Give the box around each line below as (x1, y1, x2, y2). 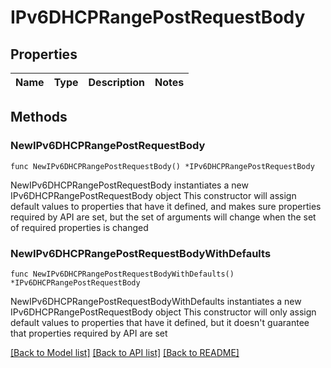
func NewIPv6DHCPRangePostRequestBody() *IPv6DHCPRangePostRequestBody (10, 161, 315, 171)
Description (88, 76, 145, 89)
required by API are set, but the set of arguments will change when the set (10, 211, 317, 223)
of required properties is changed (10, 221, 149, 233)
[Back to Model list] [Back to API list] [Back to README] (10, 346, 240, 358)
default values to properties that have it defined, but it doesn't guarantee (10, 316, 310, 328)
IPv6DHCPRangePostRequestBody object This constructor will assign (10, 189, 297, 201)
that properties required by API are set (10, 327, 168, 339)
